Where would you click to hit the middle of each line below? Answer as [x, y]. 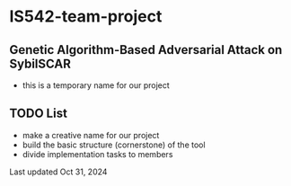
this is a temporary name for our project [96, 85]
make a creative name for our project [91, 135]
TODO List [38, 114]
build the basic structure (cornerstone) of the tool [114, 145]
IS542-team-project [86, 17]
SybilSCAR [40, 63]
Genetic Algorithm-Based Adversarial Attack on [146, 50]
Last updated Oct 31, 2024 [58, 172]
